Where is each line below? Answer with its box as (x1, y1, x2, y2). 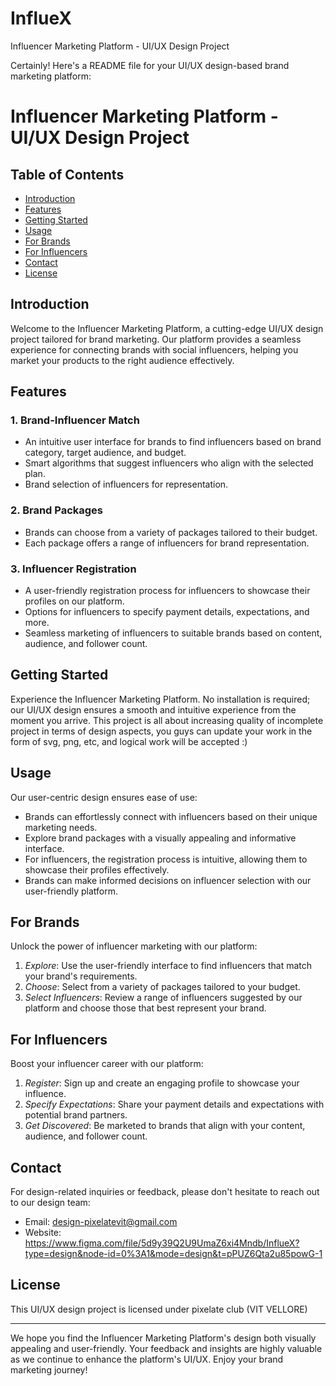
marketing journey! (10, 1363, 88, 1376)
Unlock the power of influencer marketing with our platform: (10, 940, 258, 952)
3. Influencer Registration (10, 562, 137, 576)
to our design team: (10, 1197, 91, 1209)
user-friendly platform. (24, 885, 119, 897)
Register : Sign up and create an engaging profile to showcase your (24, 1077, 300, 1089)
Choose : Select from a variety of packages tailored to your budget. (24, 981, 301, 993)
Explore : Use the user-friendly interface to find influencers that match (24, 960, 313, 972)
